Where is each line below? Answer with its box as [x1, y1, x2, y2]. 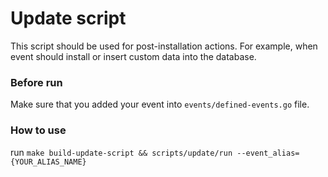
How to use [10, 123, 67, 137]
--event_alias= [236, 148, 300, 158]
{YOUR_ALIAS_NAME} [10, 157, 87, 167]
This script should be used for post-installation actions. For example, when [10, 40, 318, 52]
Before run [10, 75, 63, 89]
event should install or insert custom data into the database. [10, 50, 257, 62]
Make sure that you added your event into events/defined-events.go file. [10, 98, 310, 111]
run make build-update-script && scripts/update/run [10, 146, 233, 158]
